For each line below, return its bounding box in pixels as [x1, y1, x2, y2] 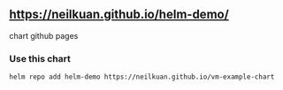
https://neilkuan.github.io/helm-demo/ [9, 7, 230, 22]
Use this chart [9, 52, 71, 64]
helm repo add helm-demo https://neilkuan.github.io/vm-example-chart [9, 72, 275, 82]
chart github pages [9, 30, 79, 41]
